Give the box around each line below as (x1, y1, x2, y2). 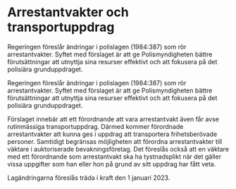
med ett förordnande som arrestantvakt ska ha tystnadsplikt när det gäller (7, 152, 222, 161)
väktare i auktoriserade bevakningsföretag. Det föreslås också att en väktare (7, 145, 230, 153)
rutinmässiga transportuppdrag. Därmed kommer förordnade (7, 122, 184, 130)
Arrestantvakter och (7, 4, 129, 20)
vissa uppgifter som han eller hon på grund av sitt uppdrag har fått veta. (7, 159, 216, 168)
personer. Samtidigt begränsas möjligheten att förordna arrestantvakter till (7, 137, 223, 145)
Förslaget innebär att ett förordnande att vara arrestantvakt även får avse (7, 114, 220, 123)
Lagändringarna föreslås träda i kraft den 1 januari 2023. (7, 173, 170, 182)
